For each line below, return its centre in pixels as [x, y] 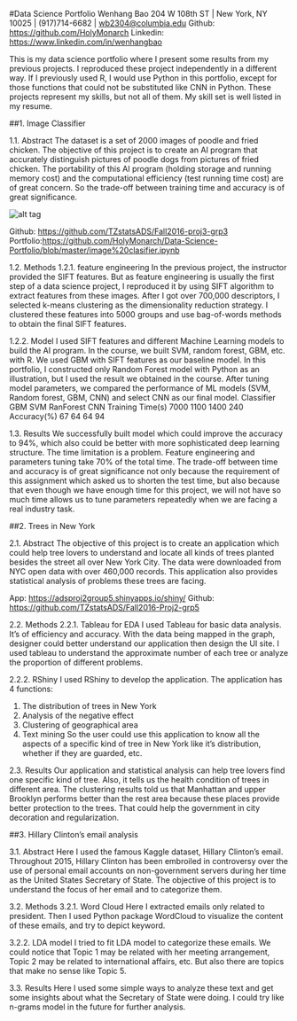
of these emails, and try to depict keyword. [87, 925]
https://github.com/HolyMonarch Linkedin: [86, 32]
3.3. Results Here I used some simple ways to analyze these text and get [141, 988]
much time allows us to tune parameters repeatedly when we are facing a [143, 499]
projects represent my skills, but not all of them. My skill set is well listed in [145, 97]
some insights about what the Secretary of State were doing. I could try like [147, 998]
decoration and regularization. [64, 817]
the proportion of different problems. [76, 662]
